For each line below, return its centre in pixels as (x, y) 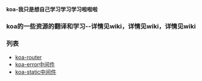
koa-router (28, 57)
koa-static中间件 (35, 71)
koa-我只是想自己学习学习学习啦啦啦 (52, 9)
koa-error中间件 (35, 64)
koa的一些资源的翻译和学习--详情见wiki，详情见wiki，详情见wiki (101, 26)
